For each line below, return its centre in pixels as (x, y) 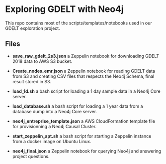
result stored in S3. (32, 81)
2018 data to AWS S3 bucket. (42, 61)
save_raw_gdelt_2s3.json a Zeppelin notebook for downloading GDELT (86, 56)
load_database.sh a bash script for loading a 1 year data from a (78, 106)
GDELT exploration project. (33, 28)
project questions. (31, 156)
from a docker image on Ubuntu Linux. (52, 141)
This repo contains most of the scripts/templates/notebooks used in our (79, 23)
